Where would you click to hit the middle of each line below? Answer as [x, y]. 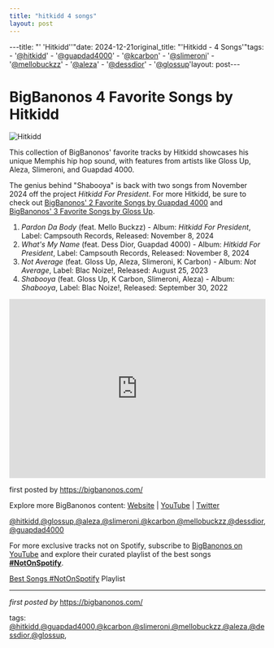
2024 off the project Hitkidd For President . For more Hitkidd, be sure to [128, 194]
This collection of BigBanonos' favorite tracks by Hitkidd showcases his [129, 152]
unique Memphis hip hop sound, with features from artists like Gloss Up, [130, 161]
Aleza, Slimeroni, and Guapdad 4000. [72, 170]
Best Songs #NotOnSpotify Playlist [67, 579]
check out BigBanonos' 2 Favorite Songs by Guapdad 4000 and [116, 203]
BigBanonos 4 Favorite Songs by [122, 96]
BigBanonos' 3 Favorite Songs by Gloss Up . [82, 212]
